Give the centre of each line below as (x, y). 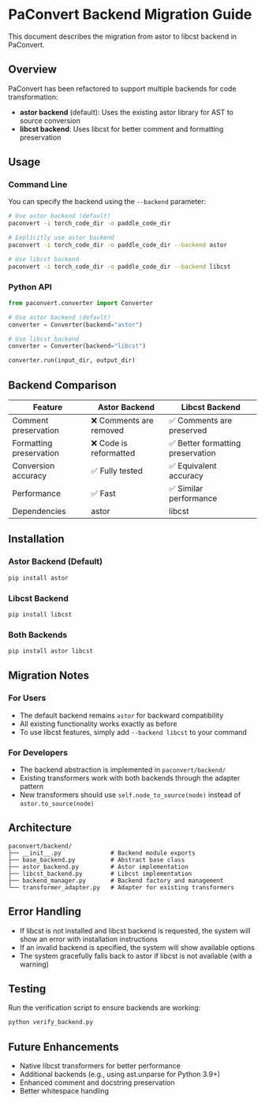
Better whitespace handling (64, 1091)
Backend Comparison (62, 385)
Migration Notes (49, 676)
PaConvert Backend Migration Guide (130, 15)
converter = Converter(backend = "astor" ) (76, 325)
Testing (27, 988)
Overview (33, 70)
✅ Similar (186, 489)
